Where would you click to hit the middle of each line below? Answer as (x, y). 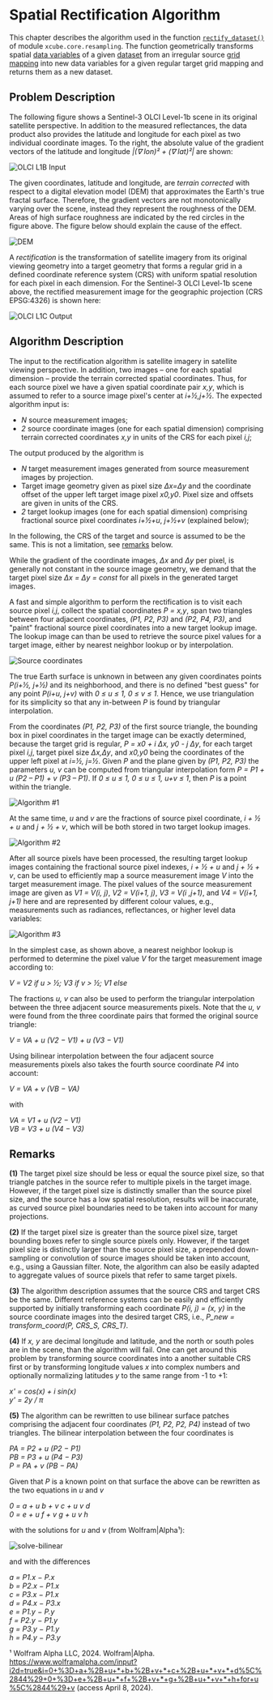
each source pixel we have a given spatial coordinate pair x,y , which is (127, 387)
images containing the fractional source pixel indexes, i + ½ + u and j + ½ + (134, 867)
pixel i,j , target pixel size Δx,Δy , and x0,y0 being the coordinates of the (127, 752)
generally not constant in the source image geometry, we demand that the (133, 568)
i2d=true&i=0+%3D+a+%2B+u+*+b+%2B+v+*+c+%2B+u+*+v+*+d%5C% (136, 1671)
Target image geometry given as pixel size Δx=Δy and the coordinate (136, 486)
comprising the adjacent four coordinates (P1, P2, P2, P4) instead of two (130, 1424)
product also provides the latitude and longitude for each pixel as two (125, 134)
